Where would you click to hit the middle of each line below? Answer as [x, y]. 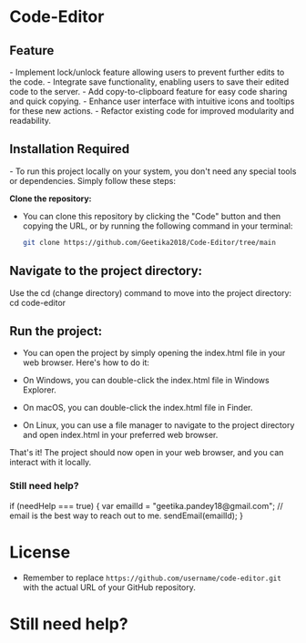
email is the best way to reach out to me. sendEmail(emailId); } [127, 515]
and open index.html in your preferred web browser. [120, 435]
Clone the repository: [51, 199]
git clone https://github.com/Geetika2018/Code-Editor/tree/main [149, 242]
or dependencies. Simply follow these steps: [92, 180]
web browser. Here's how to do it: [86, 362]
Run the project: [56, 331]
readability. [31, 121]
